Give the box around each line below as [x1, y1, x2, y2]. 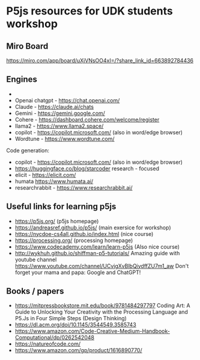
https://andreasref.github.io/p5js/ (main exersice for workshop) [14, 224, 171, 231]
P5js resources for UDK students [6, 4, 173, 18]
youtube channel [14, 256, 57, 263]
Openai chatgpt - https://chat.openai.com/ [14, 96, 120, 104]
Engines [6, 74, 38, 85]
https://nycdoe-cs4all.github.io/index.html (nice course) [14, 230, 154, 237]
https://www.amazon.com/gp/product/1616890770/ [14, 347, 142, 354]
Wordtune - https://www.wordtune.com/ [14, 135, 115, 142]
